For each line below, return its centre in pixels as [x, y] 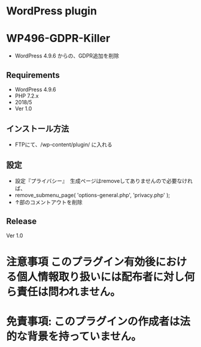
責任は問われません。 [69, 292]
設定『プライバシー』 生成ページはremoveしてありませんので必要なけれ [104, 180]
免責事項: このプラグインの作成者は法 [98, 321]
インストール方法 [38, 129]
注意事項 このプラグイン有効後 [81, 262]
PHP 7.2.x [27, 96]
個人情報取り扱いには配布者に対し [101, 277]
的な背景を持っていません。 [74, 336]
